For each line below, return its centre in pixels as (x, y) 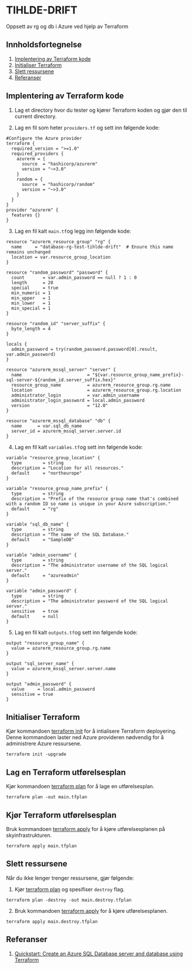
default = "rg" (35, 509)
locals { (17, 344)
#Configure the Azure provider (44, 138)
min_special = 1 (31, 308)
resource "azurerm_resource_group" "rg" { (58, 242)
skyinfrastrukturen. (29, 835)
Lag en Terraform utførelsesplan (66, 772)
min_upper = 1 (31, 298)
